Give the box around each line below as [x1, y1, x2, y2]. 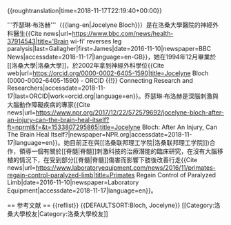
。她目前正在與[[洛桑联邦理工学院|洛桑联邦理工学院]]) [57, 139, 210, 146]
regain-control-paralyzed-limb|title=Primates [7, 171, 135, 179]
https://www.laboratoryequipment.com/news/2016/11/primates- [35, 164, 216, 172]
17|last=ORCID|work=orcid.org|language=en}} [7, 92, 139, 100]
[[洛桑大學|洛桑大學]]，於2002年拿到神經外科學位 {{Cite [7, 61, 164, 69]
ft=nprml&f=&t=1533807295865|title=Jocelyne [7, 123, 141, 131]
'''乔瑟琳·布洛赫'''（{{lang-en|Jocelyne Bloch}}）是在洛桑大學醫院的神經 [7, 21, 213, 29]
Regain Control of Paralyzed [136, 171, 216, 179]
